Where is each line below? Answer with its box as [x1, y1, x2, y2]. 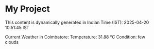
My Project [5, 3, 50, 15]
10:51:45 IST [5, 24, 30, 30]
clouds [5, 39, 19, 45]
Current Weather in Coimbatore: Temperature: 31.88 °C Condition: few [5, 34, 146, 40]
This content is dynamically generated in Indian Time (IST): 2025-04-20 [5, 19, 149, 25]
